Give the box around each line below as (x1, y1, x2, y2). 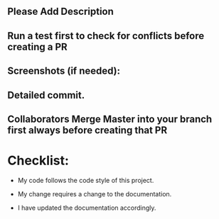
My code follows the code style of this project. (17, 176, 154, 184)
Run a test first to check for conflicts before (7, 30, 205, 42)
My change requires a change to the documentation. (17, 189, 172, 198)
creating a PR (7, 40, 68, 52)
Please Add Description (7, 6, 114, 18)
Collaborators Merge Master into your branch (7, 113, 213, 125)
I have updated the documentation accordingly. (17, 203, 156, 212)
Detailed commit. (7, 89, 85, 101)
